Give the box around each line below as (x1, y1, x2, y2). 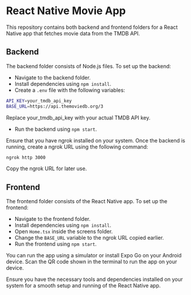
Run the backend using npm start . (14, 125, 97, 132)
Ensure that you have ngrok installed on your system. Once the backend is (6, 137, 186, 144)
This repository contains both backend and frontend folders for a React (6, 24, 178, 31)
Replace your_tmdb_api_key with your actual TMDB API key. (6, 114, 151, 121)
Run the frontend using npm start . (14, 240, 97, 248)
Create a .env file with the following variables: (14, 87, 125, 94)
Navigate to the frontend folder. (14, 216, 91, 223)
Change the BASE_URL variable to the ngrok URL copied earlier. (14, 234, 164, 241)
